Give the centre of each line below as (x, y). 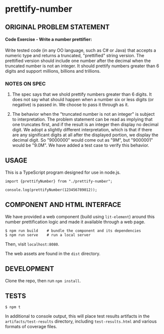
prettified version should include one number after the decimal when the (78, 61)
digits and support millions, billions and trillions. (53, 71)
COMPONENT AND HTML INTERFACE (63, 205)
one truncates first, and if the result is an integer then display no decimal (85, 125)
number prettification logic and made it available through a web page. (75, 222)
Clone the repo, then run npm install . (43, 281)
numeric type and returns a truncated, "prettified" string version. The (75, 55)
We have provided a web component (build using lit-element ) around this (80, 216)
